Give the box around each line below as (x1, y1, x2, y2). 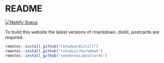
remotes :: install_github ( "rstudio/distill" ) (5, 44, 99, 49)
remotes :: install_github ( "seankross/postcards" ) (5, 53, 108, 58)
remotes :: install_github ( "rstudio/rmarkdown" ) (5, 48, 103, 54)
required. (5, 34, 24, 40)
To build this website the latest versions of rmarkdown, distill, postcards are (5, 29, 160, 35)
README (5, 3, 43, 14)
